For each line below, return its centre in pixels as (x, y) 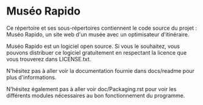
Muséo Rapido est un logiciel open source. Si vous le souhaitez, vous (93, 46)
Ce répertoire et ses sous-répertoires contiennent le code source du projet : (101, 28)
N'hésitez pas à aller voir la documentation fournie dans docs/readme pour (101, 70)
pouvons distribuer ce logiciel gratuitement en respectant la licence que (97, 52)
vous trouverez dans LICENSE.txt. (49, 59)
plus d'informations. (31, 77)
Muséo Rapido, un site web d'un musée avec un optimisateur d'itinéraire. (98, 34)
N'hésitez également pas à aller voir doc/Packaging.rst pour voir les (91, 89)
